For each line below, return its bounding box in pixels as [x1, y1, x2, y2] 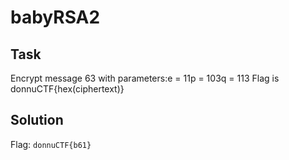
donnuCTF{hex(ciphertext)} [10, 83, 125, 95]
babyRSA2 [10, 6, 101, 29]
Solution [10, 112, 64, 129]
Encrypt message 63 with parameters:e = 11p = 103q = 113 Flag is [10, 72, 280, 84]
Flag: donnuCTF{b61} [10, 138, 92, 150]
